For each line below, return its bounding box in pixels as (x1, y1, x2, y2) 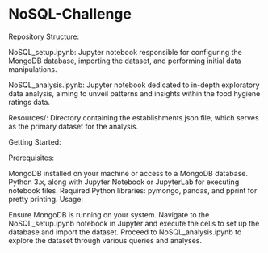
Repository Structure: (8, 32, 80, 41)
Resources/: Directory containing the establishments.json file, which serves (8, 112, 260, 122)
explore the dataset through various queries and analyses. (8, 235, 203, 245)
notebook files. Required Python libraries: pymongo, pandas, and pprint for (8, 185, 258, 195)
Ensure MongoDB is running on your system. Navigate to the (8, 209, 210, 219)
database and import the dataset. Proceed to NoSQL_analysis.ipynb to (8, 227, 242, 237)
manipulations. (8, 64, 57, 74)
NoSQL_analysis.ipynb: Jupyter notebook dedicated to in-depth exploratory (8, 80, 260, 90)
